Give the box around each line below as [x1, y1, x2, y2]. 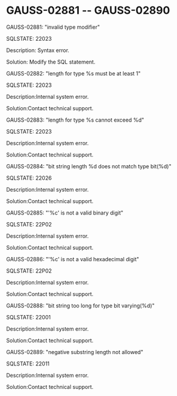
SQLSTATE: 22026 [6, 174, 52, 182]
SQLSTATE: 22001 [6, 313, 51, 321]
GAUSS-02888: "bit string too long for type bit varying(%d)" [6, 302, 155, 309]
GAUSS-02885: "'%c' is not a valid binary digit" [6, 209, 124, 216]
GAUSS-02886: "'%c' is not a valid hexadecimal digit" [6, 255, 139, 262]
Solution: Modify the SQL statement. [6, 58, 96, 65]
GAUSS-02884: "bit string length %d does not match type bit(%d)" [6, 162, 172, 170]
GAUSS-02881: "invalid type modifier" [6, 23, 100, 31]
